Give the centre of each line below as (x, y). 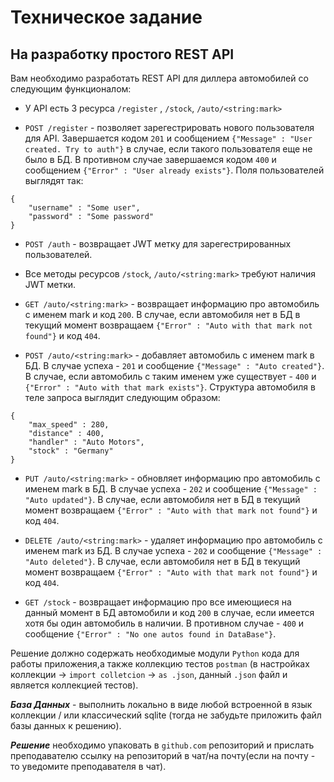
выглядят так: (54, 180)
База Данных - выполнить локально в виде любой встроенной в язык (161, 704)
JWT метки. (50, 284)
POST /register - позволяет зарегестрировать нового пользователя (169, 127)
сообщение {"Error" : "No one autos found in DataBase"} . (150, 634)
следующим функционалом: (71, 89)
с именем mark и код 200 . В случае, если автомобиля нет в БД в (162, 314)
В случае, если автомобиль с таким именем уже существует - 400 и (170, 376)
